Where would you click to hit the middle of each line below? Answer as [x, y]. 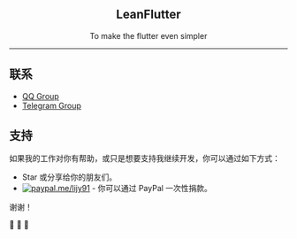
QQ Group [40, 96]
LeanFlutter [148, 15]
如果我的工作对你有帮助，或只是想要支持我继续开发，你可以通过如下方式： [145, 158]
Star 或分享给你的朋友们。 [69, 177]
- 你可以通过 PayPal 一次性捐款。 [152, 189]
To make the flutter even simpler [148, 35]
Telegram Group [52, 105]
